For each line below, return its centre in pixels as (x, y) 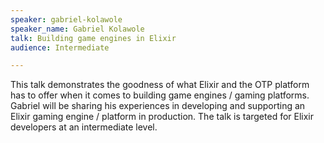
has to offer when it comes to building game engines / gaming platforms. (160, 95)
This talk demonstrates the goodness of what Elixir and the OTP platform (160, 85)
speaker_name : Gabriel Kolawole (77, 29)
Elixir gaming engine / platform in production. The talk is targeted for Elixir (162, 117)
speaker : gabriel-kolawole (66, 19)
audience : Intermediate (60, 47)
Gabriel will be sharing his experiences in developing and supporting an (158, 106)
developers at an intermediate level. (84, 127)
